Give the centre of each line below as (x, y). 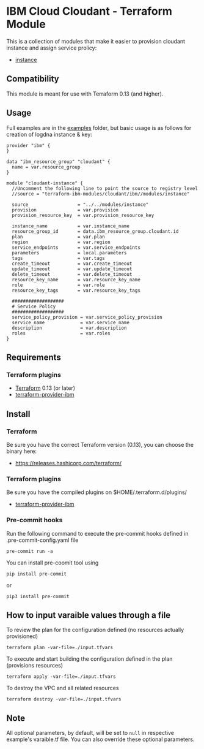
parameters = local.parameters (69, 253)
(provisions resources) (35, 666)
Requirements (34, 357)
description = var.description (69, 328)
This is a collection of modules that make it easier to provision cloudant (96, 41)
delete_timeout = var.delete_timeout (72, 274)
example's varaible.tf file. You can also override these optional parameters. (100, 739)
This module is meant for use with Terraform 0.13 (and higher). (85, 94)
